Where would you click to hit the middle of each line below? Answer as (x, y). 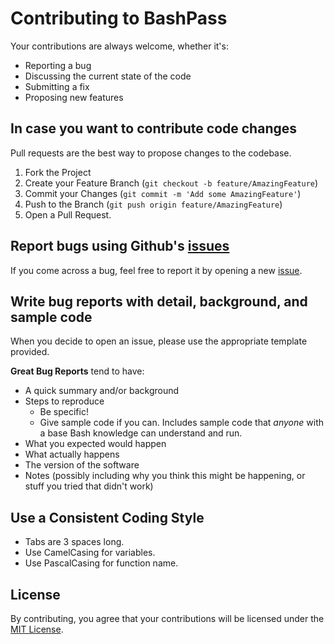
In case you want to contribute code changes (154, 128)
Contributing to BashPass (119, 18)
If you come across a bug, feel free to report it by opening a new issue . (156, 270)
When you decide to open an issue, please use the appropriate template (159, 341)
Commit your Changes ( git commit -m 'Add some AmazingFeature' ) (163, 193)
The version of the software (82, 465)
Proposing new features (74, 97)
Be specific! (64, 412)
